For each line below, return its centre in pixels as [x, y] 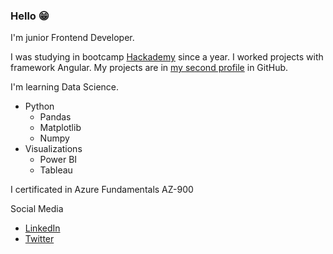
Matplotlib [60, 128]
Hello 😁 [30, 16]
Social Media [37, 209]
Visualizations [53, 149]
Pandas [55, 117]
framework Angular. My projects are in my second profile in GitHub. [149, 68]
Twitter [39, 239]
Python [39, 106]
